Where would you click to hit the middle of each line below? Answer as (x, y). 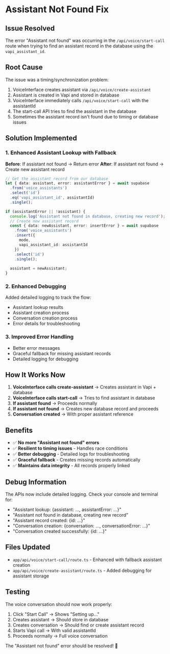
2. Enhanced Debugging (36, 286)
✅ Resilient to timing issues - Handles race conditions (70, 448)
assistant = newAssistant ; (39, 269)
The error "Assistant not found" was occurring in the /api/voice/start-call (85, 40)
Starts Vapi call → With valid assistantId (54, 630)
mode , (25, 240)
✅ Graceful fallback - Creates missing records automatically (76, 460)
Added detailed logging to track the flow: (48, 298)
